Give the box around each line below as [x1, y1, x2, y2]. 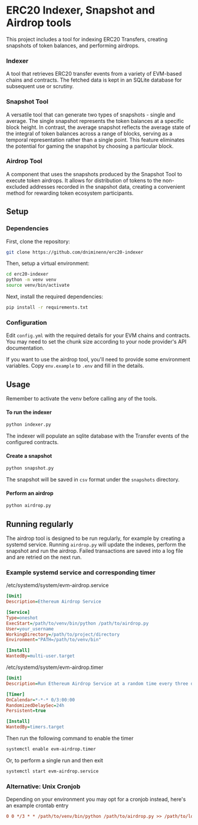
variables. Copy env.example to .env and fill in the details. [6, 362, 144, 370]
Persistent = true [6, 708, 46, 714]
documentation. [6, 344, 45, 352]
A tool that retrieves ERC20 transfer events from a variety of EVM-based [6, 70, 182, 77]
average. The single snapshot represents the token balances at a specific [6, 117, 184, 124]
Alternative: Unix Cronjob [6, 782, 81, 790]
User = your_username [6, 626, 54, 632]
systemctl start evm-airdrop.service [6, 768, 99, 774]
